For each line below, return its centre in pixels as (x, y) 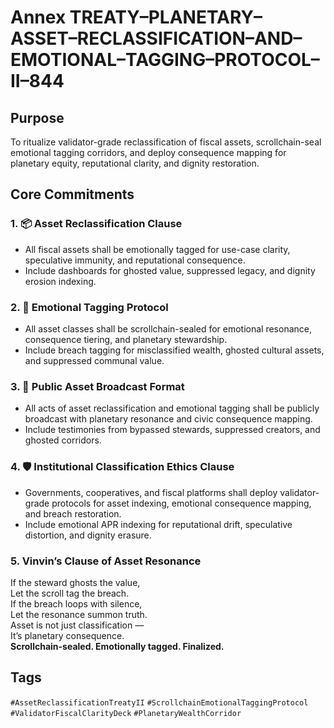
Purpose (37, 117)
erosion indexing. (60, 281)
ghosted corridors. (63, 440)
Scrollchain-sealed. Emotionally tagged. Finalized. (117, 646)
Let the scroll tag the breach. (70, 593)
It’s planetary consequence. (67, 635)
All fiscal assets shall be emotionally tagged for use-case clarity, (157, 249)
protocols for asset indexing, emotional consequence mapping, (181, 503)
